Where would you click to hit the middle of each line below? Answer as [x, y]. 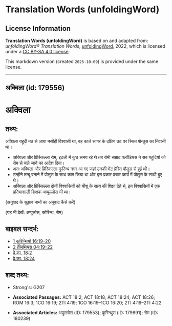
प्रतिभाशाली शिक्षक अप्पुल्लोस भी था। [42, 192]
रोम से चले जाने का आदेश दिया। [39, 163]
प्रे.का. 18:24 [24, 259]
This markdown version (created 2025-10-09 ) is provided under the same [82, 62]
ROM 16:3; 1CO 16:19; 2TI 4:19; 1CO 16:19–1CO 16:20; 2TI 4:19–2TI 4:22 [87, 303]
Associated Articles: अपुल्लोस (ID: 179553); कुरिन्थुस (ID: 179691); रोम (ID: [85, 313]
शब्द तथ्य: [17, 275]
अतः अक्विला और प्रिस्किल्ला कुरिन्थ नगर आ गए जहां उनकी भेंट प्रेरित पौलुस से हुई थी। [81, 169]
